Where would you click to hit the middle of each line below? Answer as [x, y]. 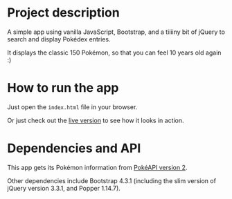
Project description [63, 13]
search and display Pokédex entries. [59, 39]
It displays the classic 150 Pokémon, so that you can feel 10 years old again [114, 53]
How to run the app [63, 88]
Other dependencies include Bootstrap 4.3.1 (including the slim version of [112, 180]
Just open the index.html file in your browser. [72, 107]
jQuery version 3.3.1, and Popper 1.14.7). [64, 188]
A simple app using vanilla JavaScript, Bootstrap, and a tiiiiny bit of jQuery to [116, 32]
